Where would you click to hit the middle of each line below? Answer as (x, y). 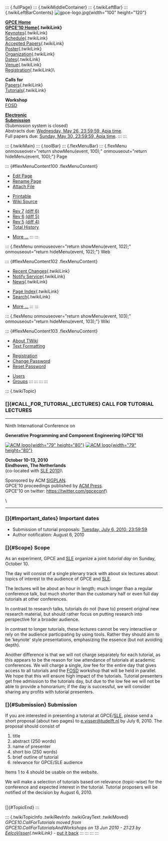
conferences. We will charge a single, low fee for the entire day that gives (81, 665)
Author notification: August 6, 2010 (48, 535)
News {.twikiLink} (30, 282)
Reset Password (29, 366)
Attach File (23, 186)
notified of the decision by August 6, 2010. (49, 793)
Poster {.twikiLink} (23, 49)
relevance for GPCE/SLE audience (47, 763)
